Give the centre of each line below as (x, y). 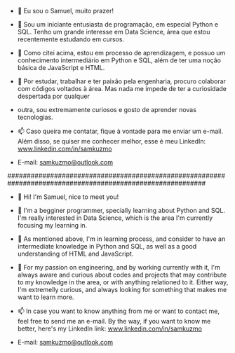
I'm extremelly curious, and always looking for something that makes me (122, 290)
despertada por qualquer (53, 96)
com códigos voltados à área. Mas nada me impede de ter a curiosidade (122, 89)
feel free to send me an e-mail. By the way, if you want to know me (114, 321)
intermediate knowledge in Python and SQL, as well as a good (107, 246)
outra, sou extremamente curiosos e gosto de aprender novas (107, 110)
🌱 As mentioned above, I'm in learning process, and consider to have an (121, 239)
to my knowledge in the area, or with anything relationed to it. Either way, (123, 282)
